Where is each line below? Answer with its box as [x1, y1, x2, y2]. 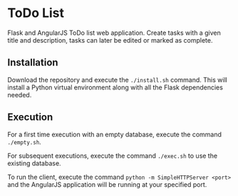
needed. [7, 90, 32, 99]
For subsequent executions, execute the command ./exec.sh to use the [7, 151, 218, 160]
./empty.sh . [7, 137, 41, 146]
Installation [7, 57, 58, 69]
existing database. [7, 158, 62, 168]
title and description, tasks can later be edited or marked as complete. [7, 36, 213, 44]
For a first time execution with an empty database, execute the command [7, 130, 222, 138]
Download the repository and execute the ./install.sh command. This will [7, 75, 228, 84]
